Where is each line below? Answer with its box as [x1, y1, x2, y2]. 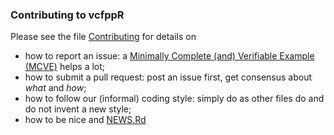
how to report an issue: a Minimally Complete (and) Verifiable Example [24, 50, 315, 62]
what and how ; [24, 82, 87, 94]
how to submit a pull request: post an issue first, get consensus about [24, 71, 313, 83]
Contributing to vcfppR [10, 8, 125, 22]
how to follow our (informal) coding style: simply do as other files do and [24, 93, 325, 105]
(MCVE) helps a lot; [24, 61, 106, 73]
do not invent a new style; [24, 103, 132, 115]
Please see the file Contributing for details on [10, 31, 197, 43]
